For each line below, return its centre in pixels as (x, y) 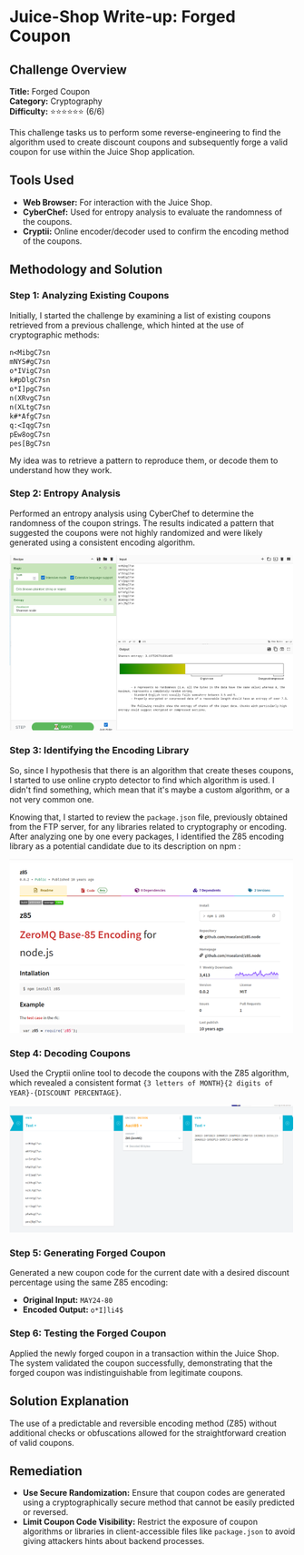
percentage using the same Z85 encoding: (89, 1282)
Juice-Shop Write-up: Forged (123, 17)
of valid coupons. (42, 1442)
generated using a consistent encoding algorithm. (103, 542)
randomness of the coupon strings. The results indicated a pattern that (142, 523)
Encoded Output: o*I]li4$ (73, 1310)
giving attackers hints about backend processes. (113, 1541)
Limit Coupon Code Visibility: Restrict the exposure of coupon (140, 1522)
